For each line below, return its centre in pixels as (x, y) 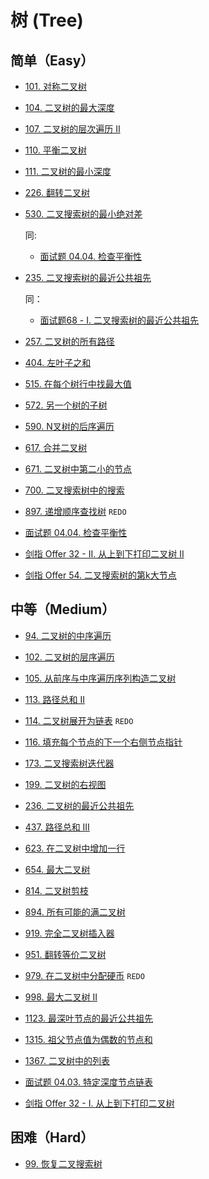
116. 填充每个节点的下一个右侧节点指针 (103, 742)
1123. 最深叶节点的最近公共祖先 (89, 1018)
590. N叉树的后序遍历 (69, 426)
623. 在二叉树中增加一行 (75, 848)
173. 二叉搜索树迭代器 (69, 763)
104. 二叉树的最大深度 (69, 107)
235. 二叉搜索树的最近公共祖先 (88, 277)
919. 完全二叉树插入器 (69, 933)
